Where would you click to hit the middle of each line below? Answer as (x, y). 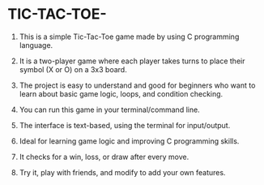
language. (36, 45)
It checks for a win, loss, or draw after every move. (104, 157)
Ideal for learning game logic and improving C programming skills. (129, 141)
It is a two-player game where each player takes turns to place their (132, 61)
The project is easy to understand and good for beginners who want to (137, 85)
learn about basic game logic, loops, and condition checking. (121, 93)
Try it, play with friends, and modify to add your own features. (122, 172)
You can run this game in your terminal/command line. (109, 110)
